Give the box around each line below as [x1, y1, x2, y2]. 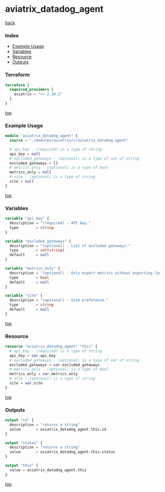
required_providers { [9, 87, 54, 92]
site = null [9, 179, 34, 184]
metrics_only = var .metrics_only [9, 372, 78, 377]
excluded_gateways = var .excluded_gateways [9, 362, 100, 367]
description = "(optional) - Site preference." [9, 298, 109, 303]
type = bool [9, 275, 50, 280]
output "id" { [5, 418, 34, 423]
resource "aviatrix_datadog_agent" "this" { [5, 344, 98, 349]
